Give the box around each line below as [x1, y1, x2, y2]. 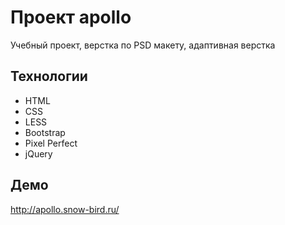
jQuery [24, 147, 53, 160]
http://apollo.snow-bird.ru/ [10, 203, 120, 215]
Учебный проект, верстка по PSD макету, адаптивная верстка [10, 39, 276, 51]
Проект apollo [10, 6, 132, 29]
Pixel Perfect [24, 137, 78, 149]
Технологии [10, 68, 88, 85]
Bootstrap [24, 126, 66, 138]
